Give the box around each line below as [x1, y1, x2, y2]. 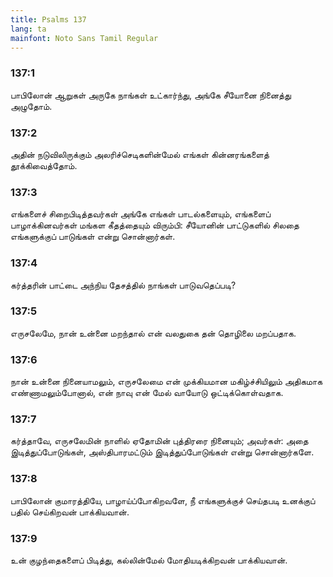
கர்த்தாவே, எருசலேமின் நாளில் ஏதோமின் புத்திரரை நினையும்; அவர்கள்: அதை [10, 435, 309, 447]
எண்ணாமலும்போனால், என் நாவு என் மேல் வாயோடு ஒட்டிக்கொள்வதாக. [10, 387, 284, 399]
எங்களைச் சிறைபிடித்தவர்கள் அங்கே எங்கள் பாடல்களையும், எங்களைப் [10, 208, 272, 220]
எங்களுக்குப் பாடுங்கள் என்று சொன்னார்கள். [10, 231, 176, 243]
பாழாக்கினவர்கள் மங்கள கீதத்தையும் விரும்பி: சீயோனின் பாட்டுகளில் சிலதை [10, 219, 300, 231]
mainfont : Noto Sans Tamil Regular [10, 33, 159, 43]
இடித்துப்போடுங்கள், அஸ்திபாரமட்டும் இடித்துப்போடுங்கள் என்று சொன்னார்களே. [10, 446, 315, 458]
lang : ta [10, 24, 47, 34]
